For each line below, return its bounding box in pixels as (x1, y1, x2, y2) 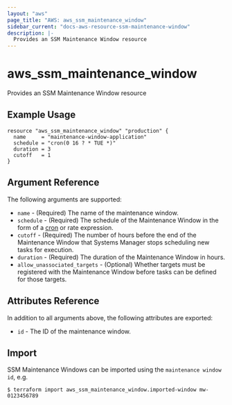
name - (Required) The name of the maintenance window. (17, 208, 179, 217)
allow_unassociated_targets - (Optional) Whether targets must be (17, 260, 206, 268)
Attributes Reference (7, 295, 100, 307)
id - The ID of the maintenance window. (17, 327, 132, 336)
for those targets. (17, 275, 67, 283)
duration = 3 (13, 145, 51, 153)
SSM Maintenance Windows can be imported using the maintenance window (7, 365, 222, 374)
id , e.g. (7, 373, 28, 381)
